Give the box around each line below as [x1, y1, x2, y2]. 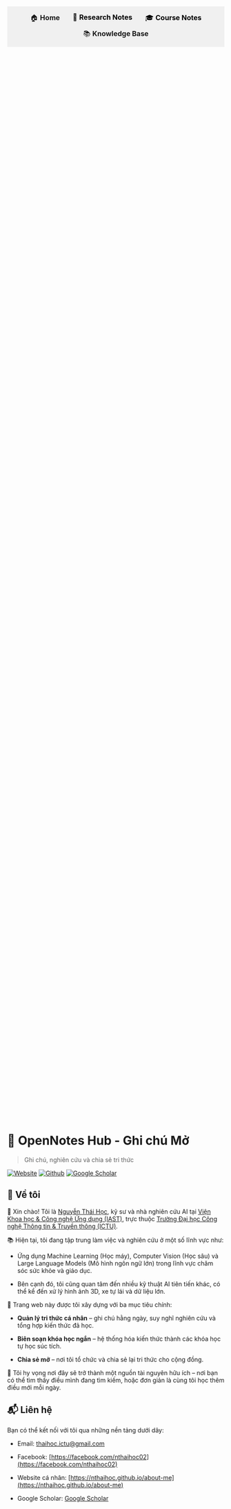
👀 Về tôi [7, 1189, 41, 1201]
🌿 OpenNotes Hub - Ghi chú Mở [7, 1133, 190, 1149]
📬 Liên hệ [7, 1404, 53, 1416]
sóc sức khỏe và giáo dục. [17, 1266, 92, 1274]
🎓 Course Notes [145, 13, 202, 22]
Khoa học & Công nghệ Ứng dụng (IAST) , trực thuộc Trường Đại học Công [7, 1214, 217, 1223]
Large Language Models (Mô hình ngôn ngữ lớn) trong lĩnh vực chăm [17, 1259, 214, 1268]
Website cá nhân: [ [17, 1473, 71, 1481]
